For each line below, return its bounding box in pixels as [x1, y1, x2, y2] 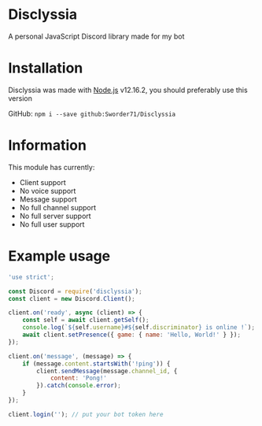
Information [8, 136, 87, 154]
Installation [8, 59, 83, 77]
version [8, 93, 33, 103]
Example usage [8, 247, 111, 265]
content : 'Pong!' [50, 374, 108, 383]
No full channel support [19, 202, 97, 212]
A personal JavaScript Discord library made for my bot [8, 31, 185, 41]
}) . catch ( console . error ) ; [36, 382, 122, 390]
